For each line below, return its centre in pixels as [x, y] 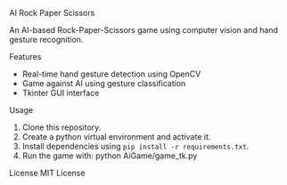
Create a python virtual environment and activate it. [116, 137]
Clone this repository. [61, 127]
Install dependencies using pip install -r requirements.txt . [135, 146]
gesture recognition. [46, 40]
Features [25, 56]
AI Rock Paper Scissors [52, 13]
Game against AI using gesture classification [104, 83]
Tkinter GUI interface [61, 93]
